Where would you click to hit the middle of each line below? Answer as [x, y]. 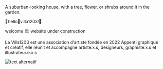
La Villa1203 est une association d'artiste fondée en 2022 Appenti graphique [82, 42]
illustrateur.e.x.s [21, 52]
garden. [13, 12]
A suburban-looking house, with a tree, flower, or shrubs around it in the [77, 7]
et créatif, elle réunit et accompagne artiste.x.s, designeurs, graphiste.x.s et [81, 47]
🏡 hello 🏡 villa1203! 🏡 [24, 21]
